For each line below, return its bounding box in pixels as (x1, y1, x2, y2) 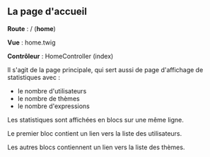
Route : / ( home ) (7, 24, 57, 33)
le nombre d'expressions (17, 102, 90, 110)
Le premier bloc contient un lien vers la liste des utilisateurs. (7, 129, 182, 137)
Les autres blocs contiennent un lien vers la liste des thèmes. (7, 143, 185, 151)
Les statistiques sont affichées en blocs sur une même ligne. (7, 115, 184, 124)
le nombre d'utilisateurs (17, 86, 87, 95)
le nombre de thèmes (17, 94, 80, 103)
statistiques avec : (7, 73, 60, 81)
